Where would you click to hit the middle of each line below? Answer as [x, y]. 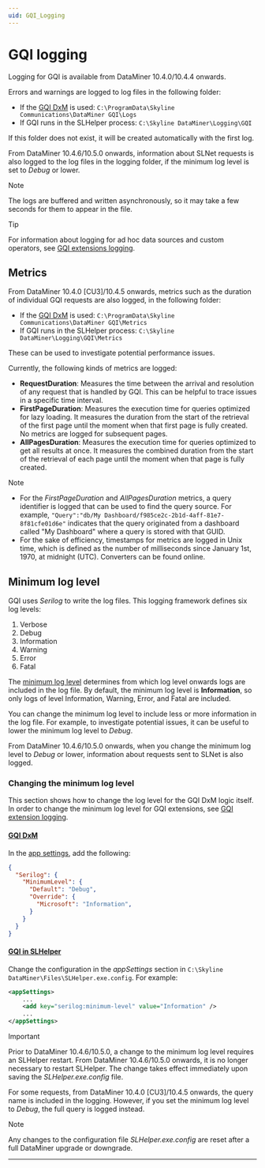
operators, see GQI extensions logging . [72, 248]
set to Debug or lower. [44, 170]
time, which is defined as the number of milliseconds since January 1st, [136, 548]
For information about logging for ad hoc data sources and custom [116, 239]
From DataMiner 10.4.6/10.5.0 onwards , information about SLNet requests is [131, 153]
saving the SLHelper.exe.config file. [66, 1077]
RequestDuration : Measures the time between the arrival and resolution [137, 383]
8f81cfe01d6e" [43, 524]
